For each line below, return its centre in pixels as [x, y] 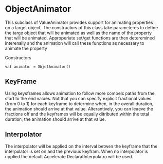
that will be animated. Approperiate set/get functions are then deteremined [80, 38]
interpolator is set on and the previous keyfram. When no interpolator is [77, 151]
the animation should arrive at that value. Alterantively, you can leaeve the [79, 109]
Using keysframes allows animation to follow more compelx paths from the [80, 93]
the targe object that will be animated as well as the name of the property [78, 33]
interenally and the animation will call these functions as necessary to [75, 43]
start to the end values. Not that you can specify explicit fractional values [78, 98]
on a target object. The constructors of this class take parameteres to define [81, 27]
